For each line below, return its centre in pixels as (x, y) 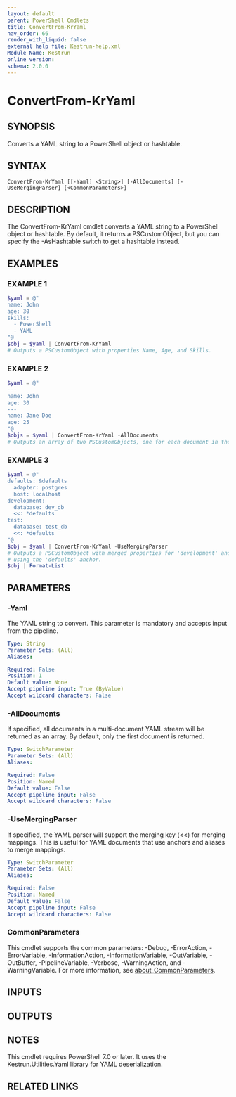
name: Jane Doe (29, 416)
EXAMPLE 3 (28, 460)
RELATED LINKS (43, 1086)
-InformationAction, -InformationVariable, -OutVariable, (129, 955)
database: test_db (41, 527)
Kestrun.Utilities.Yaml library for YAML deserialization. (85, 1064)
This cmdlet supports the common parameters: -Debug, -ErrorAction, (108, 947)
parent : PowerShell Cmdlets (48, 20)
